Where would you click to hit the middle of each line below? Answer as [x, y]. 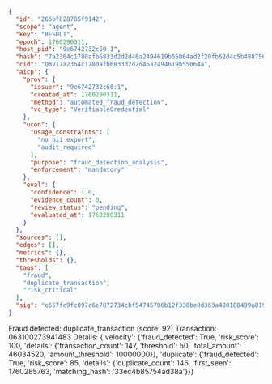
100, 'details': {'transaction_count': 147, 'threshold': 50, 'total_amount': [125, 345]
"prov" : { [40, 79]
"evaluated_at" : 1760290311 [77, 215]
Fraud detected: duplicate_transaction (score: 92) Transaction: [113, 328]
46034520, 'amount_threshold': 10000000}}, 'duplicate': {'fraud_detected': [134, 354]
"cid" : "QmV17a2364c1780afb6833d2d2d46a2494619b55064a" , [114, 65]
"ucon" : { [40, 125]
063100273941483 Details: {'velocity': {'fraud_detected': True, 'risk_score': [134, 337]
